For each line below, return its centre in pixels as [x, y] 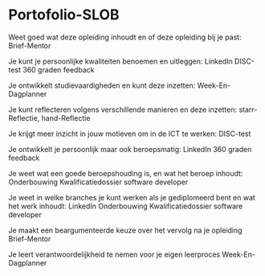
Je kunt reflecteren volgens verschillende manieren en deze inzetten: [123, 109]
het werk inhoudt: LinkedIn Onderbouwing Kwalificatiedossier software [126, 206]
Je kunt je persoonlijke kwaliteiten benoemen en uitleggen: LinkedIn [120, 61]
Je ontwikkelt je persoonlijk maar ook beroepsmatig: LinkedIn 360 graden [130, 149]
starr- [248, 109]
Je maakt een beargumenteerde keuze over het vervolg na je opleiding [125, 230]
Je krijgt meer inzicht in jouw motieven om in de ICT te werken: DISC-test [130, 134]
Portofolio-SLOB [64, 15]
